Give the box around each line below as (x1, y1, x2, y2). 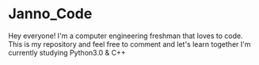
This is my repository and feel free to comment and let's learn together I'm (8, 39, 251, 48)
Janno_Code (8, 5, 93, 23)
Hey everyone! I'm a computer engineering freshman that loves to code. (8, 31, 243, 40)
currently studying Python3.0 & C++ (8, 48, 127, 57)
